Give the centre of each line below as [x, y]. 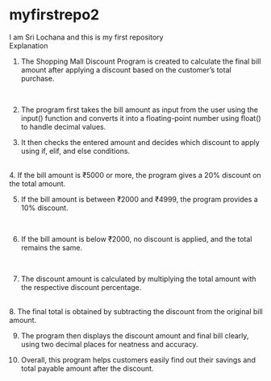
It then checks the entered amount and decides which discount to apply [140, 142]
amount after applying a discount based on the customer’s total [126, 69]
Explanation [29, 45]
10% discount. [44, 208]
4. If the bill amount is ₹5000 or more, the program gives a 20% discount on [135, 175]
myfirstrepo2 [54, 15]
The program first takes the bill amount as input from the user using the [140, 110]
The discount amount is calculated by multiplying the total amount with [138, 279]
